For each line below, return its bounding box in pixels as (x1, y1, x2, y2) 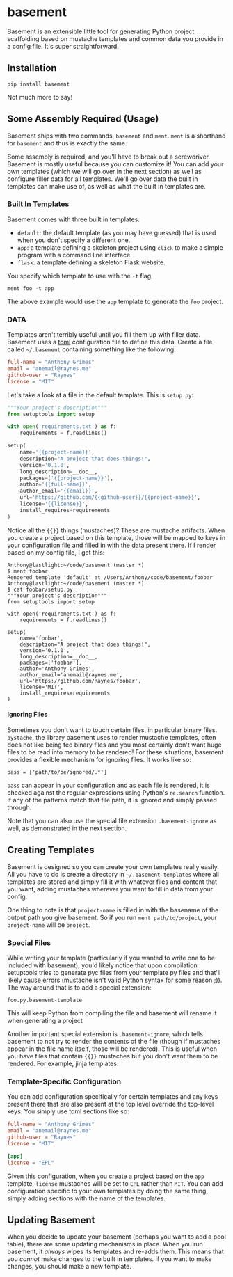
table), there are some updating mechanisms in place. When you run (7, 1240, 204, 1248)
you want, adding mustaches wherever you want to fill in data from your (7, 885, 214, 893)
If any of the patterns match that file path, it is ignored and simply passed (7, 795, 217, 804)
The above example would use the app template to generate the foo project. (7, 297, 224, 306)
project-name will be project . (7, 920, 90, 929)
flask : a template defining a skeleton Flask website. (17, 258, 166, 267)
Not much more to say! (7, 93, 73, 101)
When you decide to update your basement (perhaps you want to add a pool (7, 1232, 226, 1241)
